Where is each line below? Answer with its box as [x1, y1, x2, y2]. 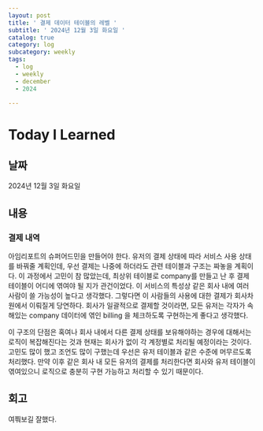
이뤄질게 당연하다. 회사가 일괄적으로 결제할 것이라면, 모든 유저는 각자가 [28, 301, 246, 310]
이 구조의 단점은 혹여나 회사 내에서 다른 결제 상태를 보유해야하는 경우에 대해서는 [8, 328, 252, 337]
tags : [8, 56, 26, 64]
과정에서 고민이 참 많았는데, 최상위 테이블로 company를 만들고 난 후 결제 [26, 271, 250, 281]
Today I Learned [8, 125, 116, 143]
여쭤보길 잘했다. [8, 414, 57, 424]
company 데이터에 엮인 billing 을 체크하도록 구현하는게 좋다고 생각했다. [28, 310, 249, 320]
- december [15, 77, 51, 85]
